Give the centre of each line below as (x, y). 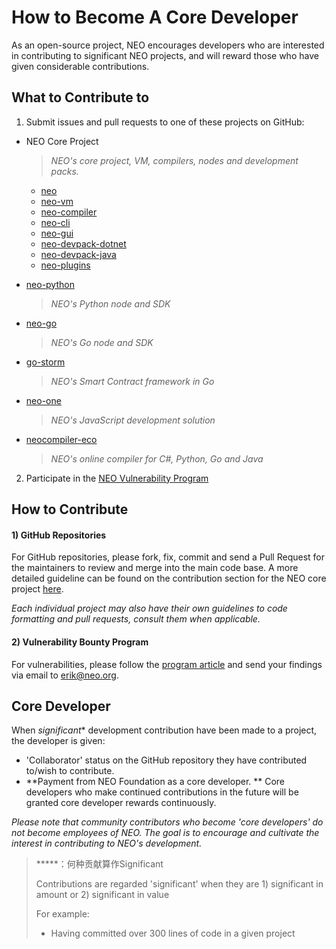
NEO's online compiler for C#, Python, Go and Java (157, 458)
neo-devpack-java (78, 254)
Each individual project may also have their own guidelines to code (149, 608)
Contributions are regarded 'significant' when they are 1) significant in (179, 884)
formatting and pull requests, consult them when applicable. (136, 619)
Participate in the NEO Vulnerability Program (117, 478)
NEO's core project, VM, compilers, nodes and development (174, 160)
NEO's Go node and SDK (102, 342)
